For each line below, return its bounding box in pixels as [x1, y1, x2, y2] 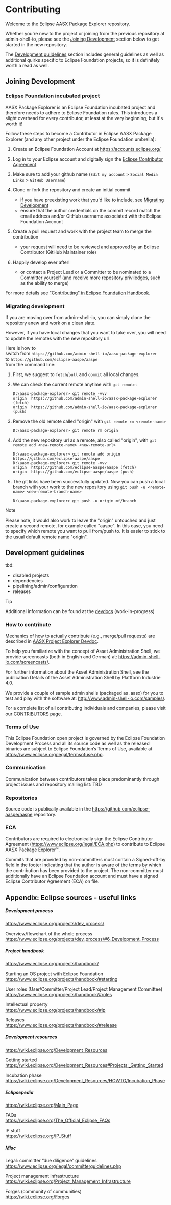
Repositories [5, 794, 38, 801]
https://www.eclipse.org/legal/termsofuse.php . [5, 752, 104, 758]
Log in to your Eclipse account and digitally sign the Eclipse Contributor [12, 155, 163, 162]
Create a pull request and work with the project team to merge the [12, 228, 152, 234]
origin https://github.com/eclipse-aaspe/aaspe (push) [12, 469, 134, 475]
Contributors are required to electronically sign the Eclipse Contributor [5, 836, 153, 842]
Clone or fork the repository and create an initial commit [12, 186, 131, 193]
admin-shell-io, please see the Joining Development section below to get [5, 36, 159, 42]
